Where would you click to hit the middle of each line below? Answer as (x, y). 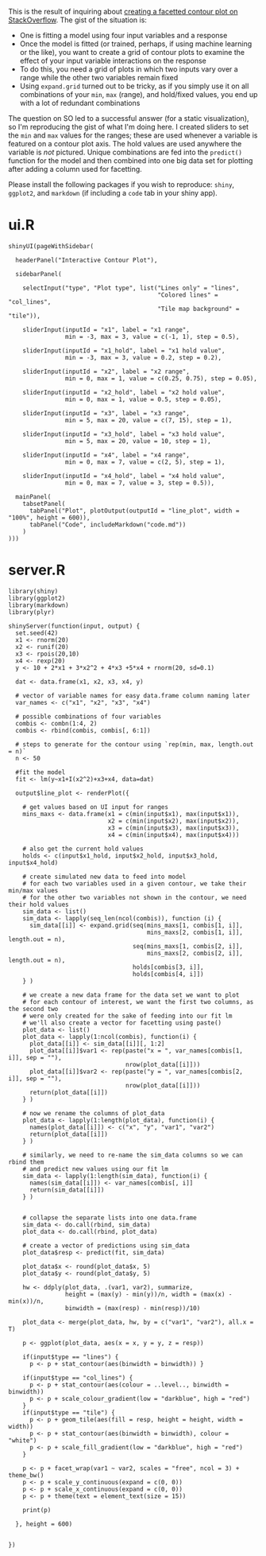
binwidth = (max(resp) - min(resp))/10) (133, 1308)
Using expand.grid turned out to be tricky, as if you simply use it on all (134, 86)
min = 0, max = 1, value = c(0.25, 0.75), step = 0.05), (161, 378)
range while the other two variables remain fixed (99, 78)
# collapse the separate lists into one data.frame (110, 1218)
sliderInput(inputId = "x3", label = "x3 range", (106, 413)
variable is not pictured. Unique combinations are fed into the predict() (125, 152)
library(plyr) (32, 612)
